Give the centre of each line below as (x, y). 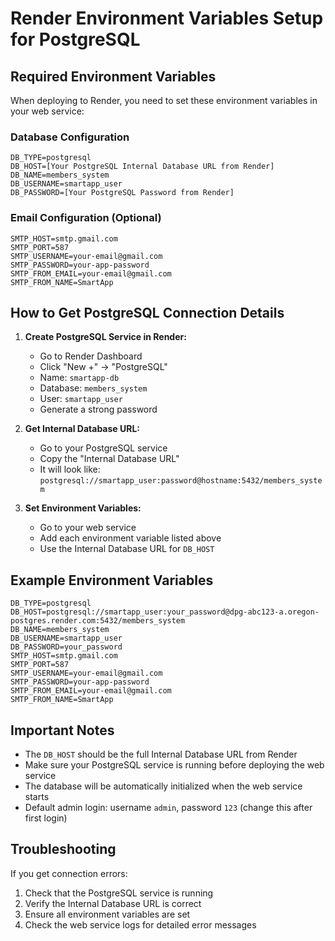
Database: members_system (93, 388)
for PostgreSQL (75, 39)
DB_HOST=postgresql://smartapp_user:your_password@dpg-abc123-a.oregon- (165, 612)
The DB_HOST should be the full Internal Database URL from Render (161, 754)
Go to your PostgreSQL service (103, 448)
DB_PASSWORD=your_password (66, 647)
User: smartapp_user (81, 399)
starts (37, 797)
